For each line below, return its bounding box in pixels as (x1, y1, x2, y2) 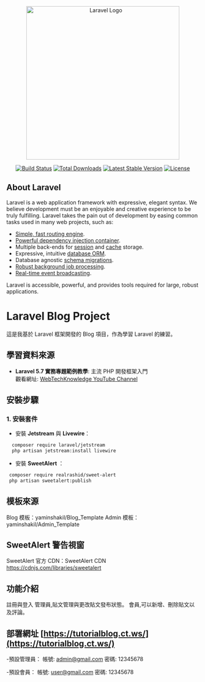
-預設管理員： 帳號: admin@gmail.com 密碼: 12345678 (6, 656, 144, 662)
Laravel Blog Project (6, 309, 110, 323)
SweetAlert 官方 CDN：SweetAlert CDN (6, 557, 106, 565)
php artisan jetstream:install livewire (12, 448, 116, 454)
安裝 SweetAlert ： (15, 460, 64, 467)
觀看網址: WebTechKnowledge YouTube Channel (15, 375, 138, 382)
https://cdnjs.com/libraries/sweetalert (6, 564, 102, 572)
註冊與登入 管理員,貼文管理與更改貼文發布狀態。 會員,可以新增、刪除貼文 (6, 601, 190, 608)
